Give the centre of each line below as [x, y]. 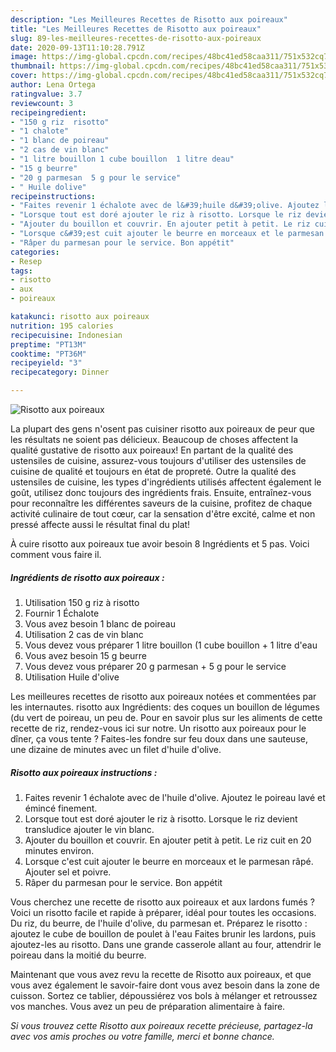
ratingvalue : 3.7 [46, 94]
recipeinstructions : [53, 196]
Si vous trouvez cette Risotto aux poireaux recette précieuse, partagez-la [161, 1025]
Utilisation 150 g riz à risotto [82, 602]
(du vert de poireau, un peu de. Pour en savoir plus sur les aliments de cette [166, 717]
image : [24, 57]
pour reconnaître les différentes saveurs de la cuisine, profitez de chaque [161, 503]
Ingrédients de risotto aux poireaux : [87, 577]
